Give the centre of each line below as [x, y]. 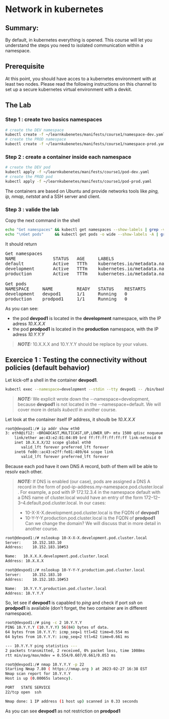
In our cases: [92, 503]
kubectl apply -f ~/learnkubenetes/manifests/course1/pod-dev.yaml [77, 172]
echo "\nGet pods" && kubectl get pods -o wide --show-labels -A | [82, 234]
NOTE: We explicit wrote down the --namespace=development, [83, 399]
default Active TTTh [47, 264]
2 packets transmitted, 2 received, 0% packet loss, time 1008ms [75, 650]
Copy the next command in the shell [43, 221]
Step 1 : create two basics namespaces [54, 119]
